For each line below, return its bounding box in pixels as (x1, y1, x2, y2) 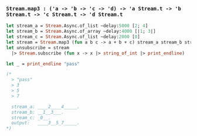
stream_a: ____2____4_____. (11, 104, 80, 110)
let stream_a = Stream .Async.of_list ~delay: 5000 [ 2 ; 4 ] (6, 23, 148, 29)
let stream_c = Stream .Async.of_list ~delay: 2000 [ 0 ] (6, 34, 141, 40)
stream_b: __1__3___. (11, 109, 64, 115)
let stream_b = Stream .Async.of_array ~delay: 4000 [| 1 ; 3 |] (6, 29, 157, 35)
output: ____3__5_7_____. (11, 120, 80, 126)
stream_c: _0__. (11, 114, 51, 121)
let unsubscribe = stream (6, 45, 69, 50)
